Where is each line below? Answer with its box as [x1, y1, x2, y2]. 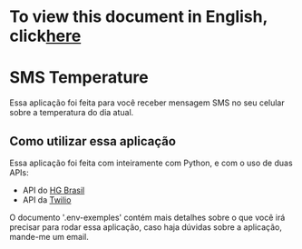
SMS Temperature [9, 67, 149, 88]
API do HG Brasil [22, 184, 85, 195]
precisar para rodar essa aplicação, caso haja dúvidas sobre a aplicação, [9, 221, 283, 233]
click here [9, 25, 82, 46]
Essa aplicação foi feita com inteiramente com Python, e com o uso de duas [9, 157, 293, 168]
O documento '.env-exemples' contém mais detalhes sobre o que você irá [9, 212, 286, 223]
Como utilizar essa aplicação [9, 134, 177, 149]
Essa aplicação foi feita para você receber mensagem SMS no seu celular [9, 97, 285, 108]
